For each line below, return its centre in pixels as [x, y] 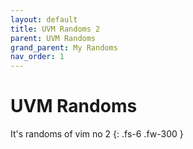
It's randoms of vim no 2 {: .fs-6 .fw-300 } [97, 134]
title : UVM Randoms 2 [55, 29]
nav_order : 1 [37, 57]
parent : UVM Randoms [53, 38]
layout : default [44, 19]
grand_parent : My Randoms [64, 47]
